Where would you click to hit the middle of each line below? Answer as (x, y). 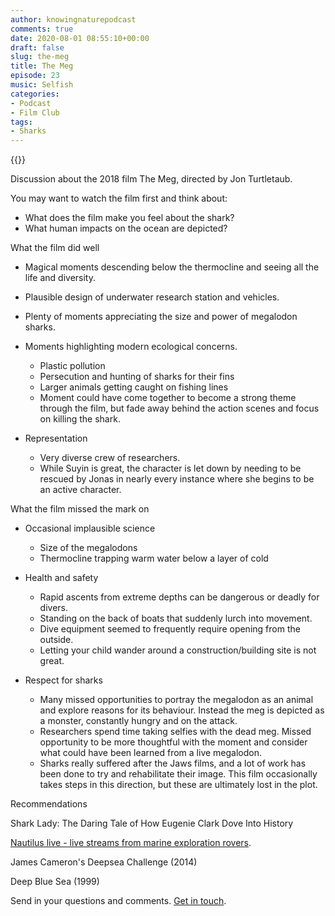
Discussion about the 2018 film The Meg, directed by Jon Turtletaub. (151, 179)
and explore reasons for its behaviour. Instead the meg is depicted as (182, 710)
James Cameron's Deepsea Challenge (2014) (104, 862)
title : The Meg (42, 66)
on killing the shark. (80, 419)
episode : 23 (35, 76)
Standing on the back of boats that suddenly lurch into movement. (176, 618)
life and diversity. (60, 278)
